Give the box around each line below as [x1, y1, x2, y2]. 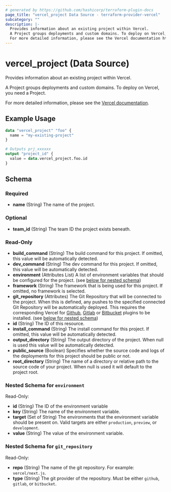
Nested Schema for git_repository [5, 443, 93, 450]
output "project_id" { [5, 151, 53, 157]
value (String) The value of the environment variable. [12, 430, 124, 437]
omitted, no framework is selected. [12, 288, 86, 294]
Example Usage [5, 114, 56, 123]
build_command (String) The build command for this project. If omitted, [12, 250, 163, 256]
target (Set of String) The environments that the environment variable [12, 414, 159, 420]
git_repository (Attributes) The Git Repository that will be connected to [12, 294, 162, 300]
